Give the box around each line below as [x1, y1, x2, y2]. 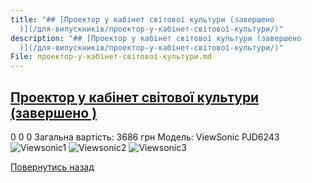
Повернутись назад [10, 161, 95, 173]
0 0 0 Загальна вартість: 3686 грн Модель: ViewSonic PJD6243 [10, 131, 280, 143]
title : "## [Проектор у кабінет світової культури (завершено [10, 14, 275, 25]
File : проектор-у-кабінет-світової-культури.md [10, 52, 213, 62]
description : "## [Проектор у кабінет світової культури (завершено [10, 33, 302, 43]
